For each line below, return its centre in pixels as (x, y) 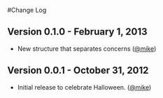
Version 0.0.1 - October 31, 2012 (78, 71)
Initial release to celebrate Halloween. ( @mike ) (84, 87)
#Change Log (27, 10)
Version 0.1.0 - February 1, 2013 (78, 32)
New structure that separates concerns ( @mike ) (87, 49)
